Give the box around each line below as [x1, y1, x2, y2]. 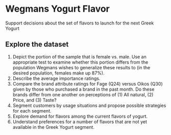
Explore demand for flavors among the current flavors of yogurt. [12, 113, 148, 119]
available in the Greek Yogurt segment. [12, 124, 94, 130]
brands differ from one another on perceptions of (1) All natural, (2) [12, 91, 154, 97]
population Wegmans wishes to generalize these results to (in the [12, 64, 151, 70]
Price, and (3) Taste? [12, 97, 57, 103]
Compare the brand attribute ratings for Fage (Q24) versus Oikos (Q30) [12, 80, 163, 87]
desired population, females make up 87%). [12, 70, 105, 76]
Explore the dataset [5, 40, 69, 49]
